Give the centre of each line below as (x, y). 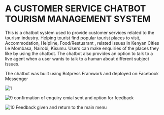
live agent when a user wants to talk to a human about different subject (77, 58)
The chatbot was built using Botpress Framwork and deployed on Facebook (82, 73)
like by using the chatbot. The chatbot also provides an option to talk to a (79, 53)
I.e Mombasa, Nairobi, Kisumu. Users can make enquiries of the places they (82, 48)
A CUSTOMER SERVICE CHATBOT (76, 9)
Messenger (17, 79)
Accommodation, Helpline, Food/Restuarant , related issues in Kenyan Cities (82, 43)
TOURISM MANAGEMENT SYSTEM (78, 19)
